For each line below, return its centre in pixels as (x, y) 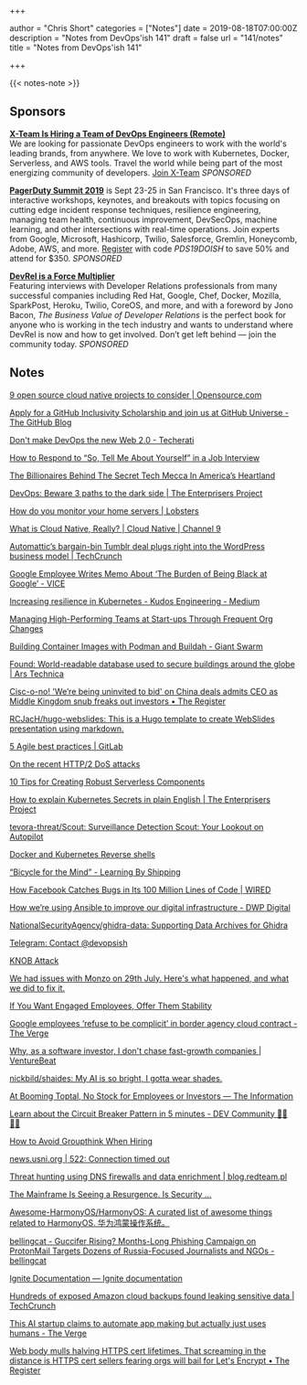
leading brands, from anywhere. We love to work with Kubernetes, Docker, (149, 153)
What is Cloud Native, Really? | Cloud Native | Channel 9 (115, 528)
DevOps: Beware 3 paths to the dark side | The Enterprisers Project (136, 493)
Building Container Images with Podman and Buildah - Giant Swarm (136, 646)
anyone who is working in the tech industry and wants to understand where (152, 325)
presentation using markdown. (67, 729)
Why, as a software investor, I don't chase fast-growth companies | (136, 1050)
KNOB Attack (34, 960)
